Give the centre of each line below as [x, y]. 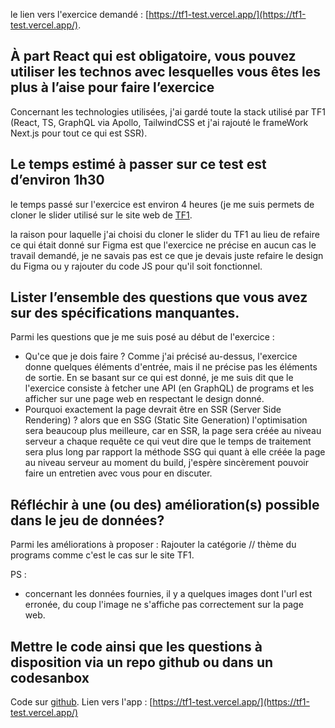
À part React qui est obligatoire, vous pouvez [153, 56]
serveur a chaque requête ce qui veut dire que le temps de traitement [168, 441]
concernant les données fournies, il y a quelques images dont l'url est [168, 594]
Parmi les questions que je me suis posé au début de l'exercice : [142, 337]
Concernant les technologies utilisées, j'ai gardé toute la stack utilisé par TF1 [168, 111]
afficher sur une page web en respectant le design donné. [144, 399]
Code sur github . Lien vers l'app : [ [81, 702]
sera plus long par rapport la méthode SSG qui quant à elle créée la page [175, 452]
